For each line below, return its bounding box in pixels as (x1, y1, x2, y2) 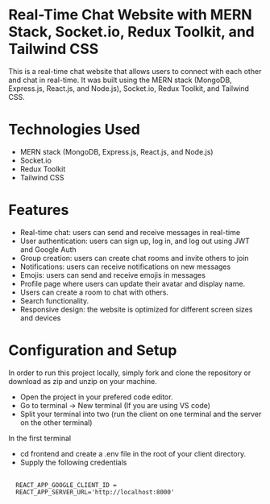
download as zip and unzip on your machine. (8, 376, 157, 386)
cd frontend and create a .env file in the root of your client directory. (19, 448, 247, 458)
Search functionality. (19, 295, 89, 305)
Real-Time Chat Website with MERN (8, 6, 252, 24)
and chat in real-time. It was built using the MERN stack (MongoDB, (8, 75, 232, 85)
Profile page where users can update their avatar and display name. (19, 279, 246, 288)
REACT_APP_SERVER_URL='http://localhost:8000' (15, 488, 175, 496)
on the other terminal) (19, 417, 93, 428)
